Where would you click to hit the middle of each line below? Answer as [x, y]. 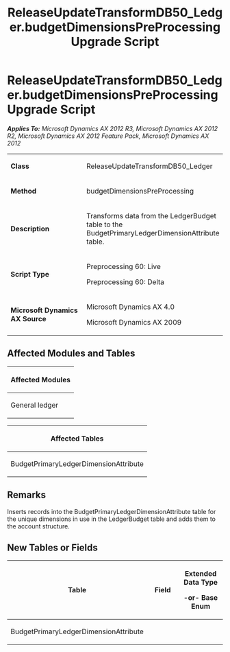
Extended [201, 574]
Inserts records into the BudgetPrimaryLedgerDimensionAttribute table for [112, 511]
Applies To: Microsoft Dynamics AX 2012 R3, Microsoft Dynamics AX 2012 [113, 128]
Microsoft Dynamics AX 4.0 [131, 307]
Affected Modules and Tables [71, 354]
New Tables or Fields [52, 547]
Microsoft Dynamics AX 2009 [134, 322]
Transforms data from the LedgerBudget [152, 216]
